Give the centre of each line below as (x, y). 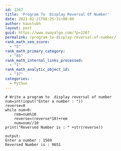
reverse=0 (15, 105)
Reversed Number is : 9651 (33, 145)
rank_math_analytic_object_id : (37, 70)
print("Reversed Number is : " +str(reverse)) (54, 127)
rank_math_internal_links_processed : (44, 60)
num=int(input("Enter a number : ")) (44, 101)
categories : (17, 79)
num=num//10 (26, 123)
